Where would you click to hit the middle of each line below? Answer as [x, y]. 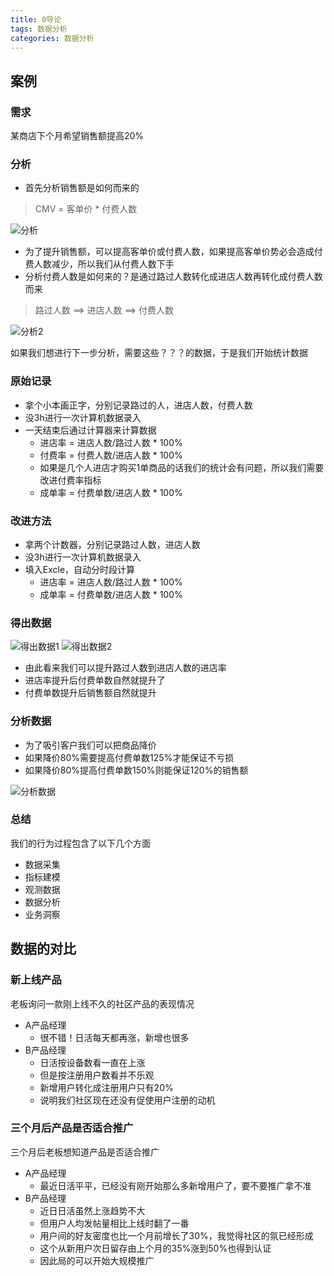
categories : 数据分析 [52, 38]
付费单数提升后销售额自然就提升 [90, 693]
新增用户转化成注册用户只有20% [106, 1087]
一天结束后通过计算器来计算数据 [90, 430]
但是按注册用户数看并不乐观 [97, 1075]
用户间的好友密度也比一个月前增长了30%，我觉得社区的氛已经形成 [176, 1235]
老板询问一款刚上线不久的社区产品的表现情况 [102, 1003]
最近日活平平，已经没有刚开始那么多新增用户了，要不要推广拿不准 [175, 1185]
